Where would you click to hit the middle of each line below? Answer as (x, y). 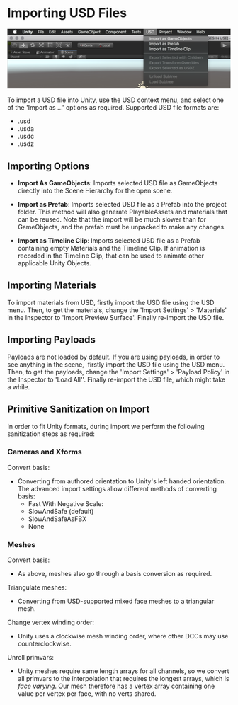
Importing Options (49, 166)
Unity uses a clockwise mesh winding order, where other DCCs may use (123, 636)
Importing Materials (52, 286)
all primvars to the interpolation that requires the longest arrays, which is (123, 679)
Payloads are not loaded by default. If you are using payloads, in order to (114, 357)
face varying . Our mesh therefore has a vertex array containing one (116, 686)
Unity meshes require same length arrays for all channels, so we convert (123, 671)
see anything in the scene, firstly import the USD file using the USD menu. (116, 364)
